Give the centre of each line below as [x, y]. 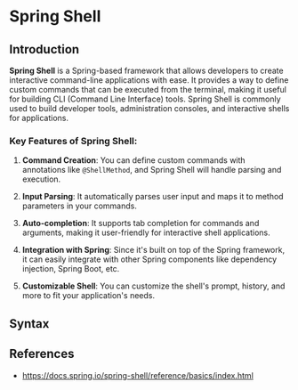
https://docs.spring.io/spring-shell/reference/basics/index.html [137, 375]
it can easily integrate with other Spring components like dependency [149, 259]
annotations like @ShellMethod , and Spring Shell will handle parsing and [152, 170]
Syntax [29, 324]
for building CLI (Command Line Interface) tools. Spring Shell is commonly [145, 99]
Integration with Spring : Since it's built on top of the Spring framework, [153, 250]
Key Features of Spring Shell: [73, 141]
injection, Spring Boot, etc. [71, 269]
